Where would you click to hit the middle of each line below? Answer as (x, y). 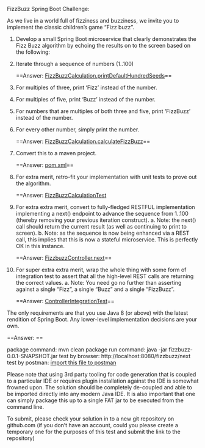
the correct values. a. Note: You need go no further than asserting (99, 283)
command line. (26, 407)
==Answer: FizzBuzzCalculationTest (61, 195)
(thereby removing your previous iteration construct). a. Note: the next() (106, 220)
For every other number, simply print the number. (77, 130)
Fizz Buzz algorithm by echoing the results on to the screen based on (103, 46)
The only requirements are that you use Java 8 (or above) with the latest (98, 313)
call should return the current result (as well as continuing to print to (101, 226)
